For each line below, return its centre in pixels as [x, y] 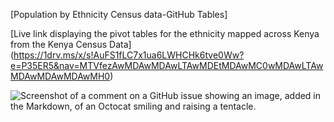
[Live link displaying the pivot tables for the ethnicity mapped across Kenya [165, 33]
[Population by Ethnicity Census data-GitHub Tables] [119, 14]
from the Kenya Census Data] [71, 44]
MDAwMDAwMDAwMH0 [60, 76]
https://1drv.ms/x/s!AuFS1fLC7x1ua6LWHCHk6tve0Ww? [129, 55]
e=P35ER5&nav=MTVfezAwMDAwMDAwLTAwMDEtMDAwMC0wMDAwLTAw [167, 65]
